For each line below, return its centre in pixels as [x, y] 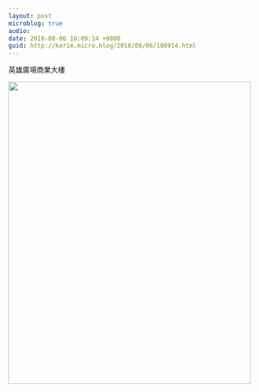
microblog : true [36, 23]
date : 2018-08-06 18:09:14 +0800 [65, 38]
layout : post [30, 16]
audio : [19, 31]
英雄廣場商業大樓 [37, 70]
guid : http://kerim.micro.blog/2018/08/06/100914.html [102, 46]
